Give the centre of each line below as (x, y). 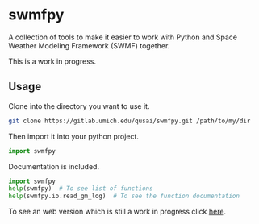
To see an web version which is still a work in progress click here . (117, 212)
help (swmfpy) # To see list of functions (81, 189)
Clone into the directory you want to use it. (79, 106)
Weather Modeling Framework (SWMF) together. (89, 45)
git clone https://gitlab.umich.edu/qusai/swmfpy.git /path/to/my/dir (129, 121)
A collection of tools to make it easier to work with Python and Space (123, 37)
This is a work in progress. (52, 61)
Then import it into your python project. (74, 136)
